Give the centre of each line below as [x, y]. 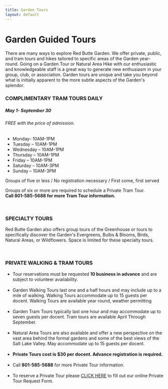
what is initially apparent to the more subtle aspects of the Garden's [75, 80]
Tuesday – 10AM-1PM [35, 144]
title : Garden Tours [27, 10]
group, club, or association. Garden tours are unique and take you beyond [81, 75]
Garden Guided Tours [51, 40]
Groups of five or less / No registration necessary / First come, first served [82, 180]
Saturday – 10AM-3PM [36, 165]
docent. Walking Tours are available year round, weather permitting [82, 300]
